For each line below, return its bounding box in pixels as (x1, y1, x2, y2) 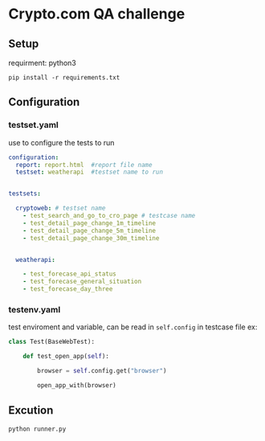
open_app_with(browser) (37, 381, 116, 390)
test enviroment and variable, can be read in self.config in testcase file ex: (8, 322, 258, 332)
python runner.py (8, 425, 67, 433)
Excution (8, 403, 54, 418)
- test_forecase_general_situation (22, 278, 142, 286)
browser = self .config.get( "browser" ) (37, 367, 167, 375)
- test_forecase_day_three (22, 285, 113, 293)
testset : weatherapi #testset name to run (15, 168, 163, 177)
